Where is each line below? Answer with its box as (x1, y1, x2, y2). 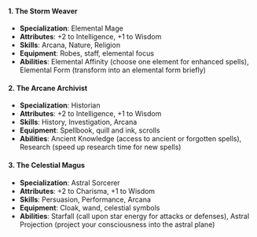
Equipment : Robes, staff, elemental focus (19, 49, 155, 58)
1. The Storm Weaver (8, 6, 78, 16)
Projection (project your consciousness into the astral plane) (19, 220, 215, 229)
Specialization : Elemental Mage (19, 24, 123, 33)
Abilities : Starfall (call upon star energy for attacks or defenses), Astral (19, 211, 250, 221)
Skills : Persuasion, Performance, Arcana (19, 195, 152, 204)
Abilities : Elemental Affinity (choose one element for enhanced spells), (19, 57, 249, 67)
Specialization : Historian (19, 100, 101, 110)
